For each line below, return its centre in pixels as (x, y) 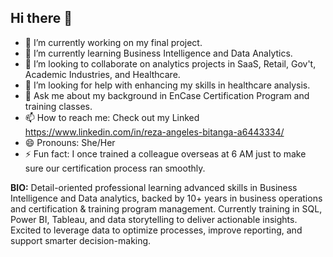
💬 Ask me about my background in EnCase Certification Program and (167, 95)
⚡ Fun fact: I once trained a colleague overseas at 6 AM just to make (165, 153)
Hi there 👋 (41, 18)
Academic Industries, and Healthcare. (102, 74)
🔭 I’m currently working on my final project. (113, 42)
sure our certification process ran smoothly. (115, 168)
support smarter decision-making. (81, 240)
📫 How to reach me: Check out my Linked (112, 117)
